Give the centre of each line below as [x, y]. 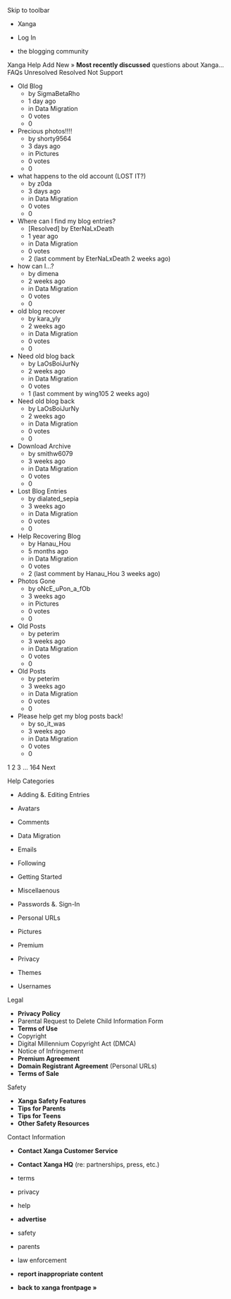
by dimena [43, 274]
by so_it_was [46, 724]
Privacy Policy [39, 1013]
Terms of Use [38, 1029]
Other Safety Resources [54, 1123]
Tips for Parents [42, 1108]
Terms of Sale [38, 1073]
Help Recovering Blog [49, 536]
